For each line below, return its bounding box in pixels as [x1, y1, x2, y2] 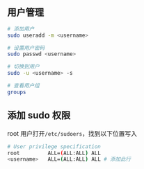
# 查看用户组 [7, 82, 40, 89]
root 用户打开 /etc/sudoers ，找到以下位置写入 [7, 129, 138, 137]
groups [7, 89, 26, 96]
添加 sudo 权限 [7, 109, 71, 121]
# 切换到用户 [7, 63, 40, 71]
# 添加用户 [7, 25, 35, 33]
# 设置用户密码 [7, 44, 45, 51]
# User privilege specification [7, 143, 101, 150]
